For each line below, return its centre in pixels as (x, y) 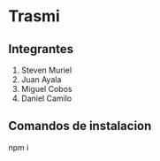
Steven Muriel (46, 70)
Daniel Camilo (46, 98)
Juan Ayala (41, 80)
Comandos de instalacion (80, 126)
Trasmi (34, 16)
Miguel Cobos (46, 89)
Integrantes (41, 49)
